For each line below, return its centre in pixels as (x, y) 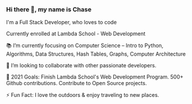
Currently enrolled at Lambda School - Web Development (76, 34)
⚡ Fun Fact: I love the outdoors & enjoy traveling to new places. (83, 95)
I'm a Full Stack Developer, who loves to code (61, 22)
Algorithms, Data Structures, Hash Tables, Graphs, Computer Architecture (96, 54)
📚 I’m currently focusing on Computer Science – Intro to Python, (85, 45)
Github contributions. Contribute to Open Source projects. (77, 83)
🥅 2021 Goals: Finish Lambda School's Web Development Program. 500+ (95, 77)
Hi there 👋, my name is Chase (49, 9)
